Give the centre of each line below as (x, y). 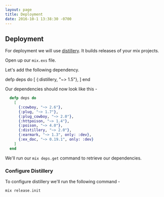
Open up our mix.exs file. (31, 60)
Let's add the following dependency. (42, 70)
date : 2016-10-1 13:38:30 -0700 (38, 19)
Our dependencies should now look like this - (51, 89)
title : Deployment (24, 14)
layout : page (19, 10)
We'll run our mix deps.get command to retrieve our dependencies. (73, 158)
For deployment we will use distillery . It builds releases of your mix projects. (82, 51)
